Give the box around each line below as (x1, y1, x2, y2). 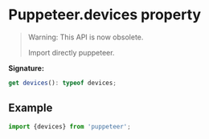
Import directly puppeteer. (27, 47, 115, 57)
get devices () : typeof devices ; (8, 79, 117, 87)
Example (8, 101, 53, 115)
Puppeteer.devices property (8, 6, 202, 24)
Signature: (8, 63, 44, 73)
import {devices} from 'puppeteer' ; (8, 122, 131, 130)
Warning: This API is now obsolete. (27, 32, 144, 42)
